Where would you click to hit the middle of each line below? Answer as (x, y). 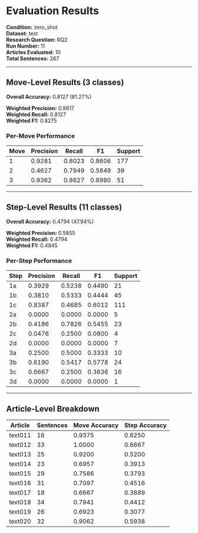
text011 (20, 435)
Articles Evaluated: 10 (33, 52)
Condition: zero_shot (32, 27)
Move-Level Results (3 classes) (65, 83)
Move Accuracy (96, 425)
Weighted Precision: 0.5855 (41, 233)
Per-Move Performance (41, 135)
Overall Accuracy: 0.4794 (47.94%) (50, 221)
